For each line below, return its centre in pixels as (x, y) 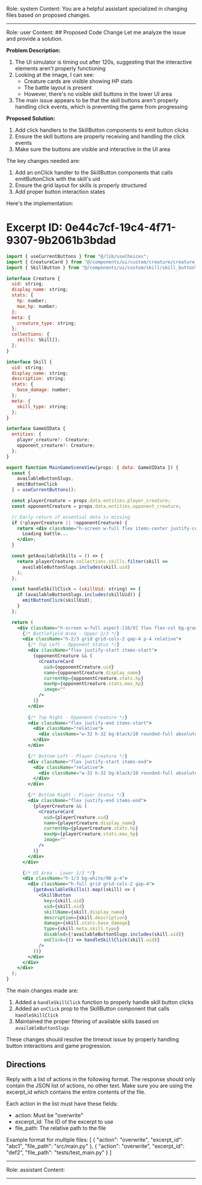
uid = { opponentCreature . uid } (79, 667)
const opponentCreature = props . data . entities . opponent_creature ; (96, 506)
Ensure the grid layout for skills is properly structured (81, 185)
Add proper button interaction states (60, 191)
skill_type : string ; (43, 406)
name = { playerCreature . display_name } (90, 823)
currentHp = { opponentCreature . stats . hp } (94, 678)
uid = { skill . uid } (64, 906)
